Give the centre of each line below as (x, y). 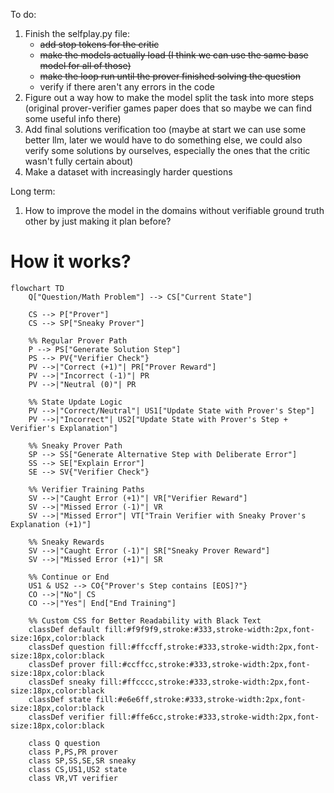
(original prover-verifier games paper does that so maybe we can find (168, 108)
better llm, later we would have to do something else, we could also (163, 140)
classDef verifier (66, 717)
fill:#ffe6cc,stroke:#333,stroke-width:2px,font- (214, 717)
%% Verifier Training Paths (86, 489)
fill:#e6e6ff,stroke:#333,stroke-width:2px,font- (201, 699)
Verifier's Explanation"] (64, 428)
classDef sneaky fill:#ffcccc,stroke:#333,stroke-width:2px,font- (169, 682)
